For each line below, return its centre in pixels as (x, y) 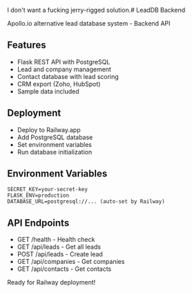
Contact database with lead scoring (68, 76)
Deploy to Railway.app (49, 130)
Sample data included (48, 91)
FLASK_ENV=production (38, 196)
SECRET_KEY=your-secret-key (48, 190)
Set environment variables (54, 144)
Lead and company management (64, 69)
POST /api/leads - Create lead (60, 254)
